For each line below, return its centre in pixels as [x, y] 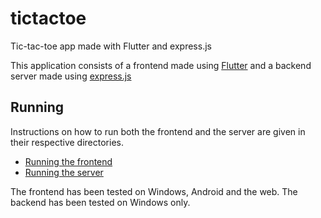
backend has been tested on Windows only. [100, 202]
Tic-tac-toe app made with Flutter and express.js [111, 46]
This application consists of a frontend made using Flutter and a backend [161, 65]
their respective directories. [67, 142]
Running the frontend [68, 161]
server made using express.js [71, 76]
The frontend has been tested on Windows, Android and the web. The [154, 191]
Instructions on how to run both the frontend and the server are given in [158, 131]
